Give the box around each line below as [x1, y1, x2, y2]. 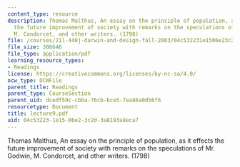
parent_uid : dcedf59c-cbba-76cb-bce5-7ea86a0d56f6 [7, 97, 161, 104]
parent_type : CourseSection [7, 90, 91, 97]
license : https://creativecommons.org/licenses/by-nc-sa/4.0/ [7, 70, 196, 77]
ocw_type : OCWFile [7, 76, 62, 84]
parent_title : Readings [7, 83, 79, 91]
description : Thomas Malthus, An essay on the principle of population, [7, 17, 229, 24]
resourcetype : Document [7, 103, 79, 111]
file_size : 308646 [7, 44, 62, 51]
